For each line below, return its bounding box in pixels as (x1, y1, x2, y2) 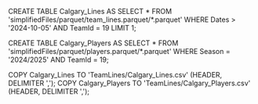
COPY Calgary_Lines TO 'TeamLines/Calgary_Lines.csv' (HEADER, (8, 70, 223, 79)
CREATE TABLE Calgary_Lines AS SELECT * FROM (8, 7, 173, 16)
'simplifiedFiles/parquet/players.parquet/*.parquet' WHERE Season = (8, 47, 231, 56)
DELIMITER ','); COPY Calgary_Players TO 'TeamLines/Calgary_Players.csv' (8, 78, 251, 88)
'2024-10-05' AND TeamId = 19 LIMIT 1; (8, 23, 136, 32)
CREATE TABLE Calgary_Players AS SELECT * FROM (8, 38, 179, 48)
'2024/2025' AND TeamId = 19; (8, 55, 110, 64)
